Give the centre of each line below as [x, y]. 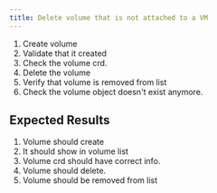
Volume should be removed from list [90, 180]
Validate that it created [64, 53]
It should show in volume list [75, 151]
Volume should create [63, 142]
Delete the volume [57, 72]
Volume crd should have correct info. [91, 161]
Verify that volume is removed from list [94, 82]
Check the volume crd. [65, 63]
